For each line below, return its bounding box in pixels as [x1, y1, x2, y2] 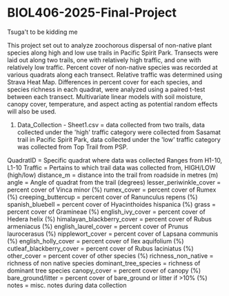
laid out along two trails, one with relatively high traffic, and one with [7, 55, 201, 64]
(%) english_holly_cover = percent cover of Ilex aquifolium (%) [7, 237, 184, 245]
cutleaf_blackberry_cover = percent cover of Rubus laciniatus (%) [7, 244, 194, 252]
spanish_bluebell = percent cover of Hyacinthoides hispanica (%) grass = [7, 200, 216, 208]
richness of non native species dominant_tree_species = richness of [7, 259, 201, 267]
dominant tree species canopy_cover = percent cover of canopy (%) [7, 266, 201, 275]
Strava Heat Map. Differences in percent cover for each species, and [7, 77, 203, 86]
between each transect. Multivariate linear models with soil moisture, [7, 92, 203, 101]
